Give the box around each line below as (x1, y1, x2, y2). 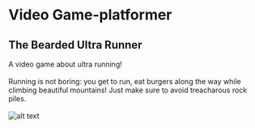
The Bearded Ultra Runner (8, 38, 142, 52)
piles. (8, 94, 27, 103)
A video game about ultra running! (8, 59, 123, 69)
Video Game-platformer (8, 6, 172, 24)
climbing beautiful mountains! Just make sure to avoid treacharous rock (8, 85, 248, 95)
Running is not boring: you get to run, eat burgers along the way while (8, 77, 241, 86)
